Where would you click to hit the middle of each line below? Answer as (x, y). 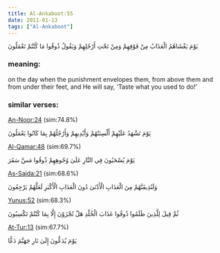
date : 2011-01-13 (33, 20)
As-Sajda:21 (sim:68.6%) (43, 173)
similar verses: (33, 105)
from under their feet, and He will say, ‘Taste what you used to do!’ (103, 87)
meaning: (24, 64)
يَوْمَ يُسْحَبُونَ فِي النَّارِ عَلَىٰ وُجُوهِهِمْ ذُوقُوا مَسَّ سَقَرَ (72, 159)
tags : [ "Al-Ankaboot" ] (40, 26)
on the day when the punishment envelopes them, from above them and (111, 79)
